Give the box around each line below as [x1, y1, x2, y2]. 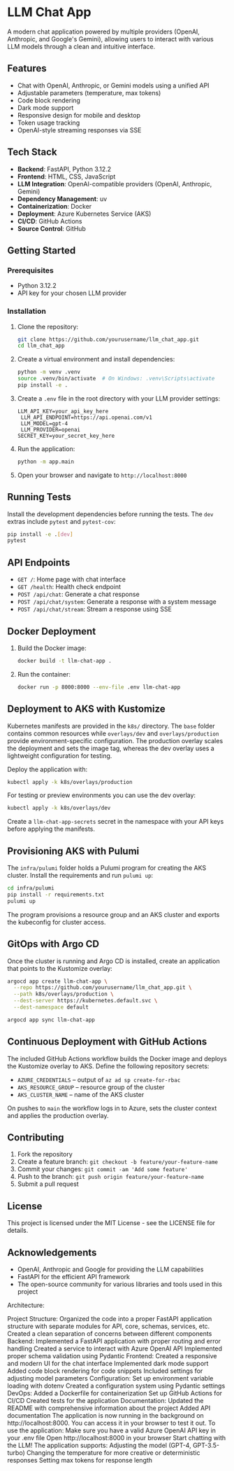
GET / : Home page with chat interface [17, 575, 126, 583]
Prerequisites [7, 265, 54, 275]
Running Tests [7, 491, 71, 503]
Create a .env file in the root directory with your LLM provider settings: [17, 394, 221, 403]
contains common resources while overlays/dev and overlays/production [7, 729, 219, 738]
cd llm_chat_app [17, 343, 65, 350]
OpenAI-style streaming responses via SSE [17, 125, 142, 134]
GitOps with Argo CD [7, 938, 100, 950]
